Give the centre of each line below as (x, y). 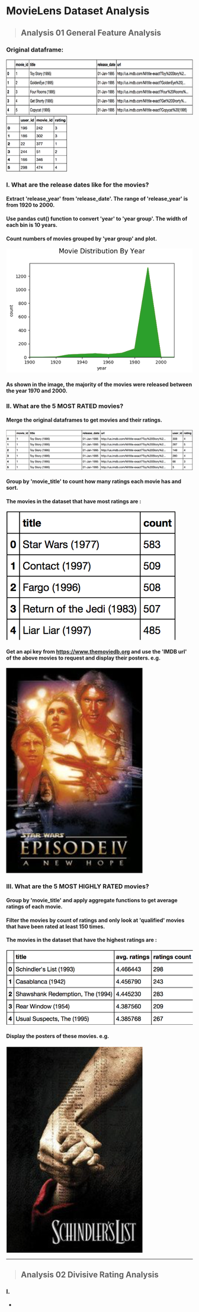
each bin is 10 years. (32, 225)
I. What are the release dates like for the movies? (78, 185)
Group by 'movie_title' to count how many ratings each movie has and (94, 481)
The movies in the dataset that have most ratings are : (74, 501)
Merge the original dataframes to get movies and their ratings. (84, 420)
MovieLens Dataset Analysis (78, 11)
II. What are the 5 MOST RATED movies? (65, 406)
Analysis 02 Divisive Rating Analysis (89, 1275)
